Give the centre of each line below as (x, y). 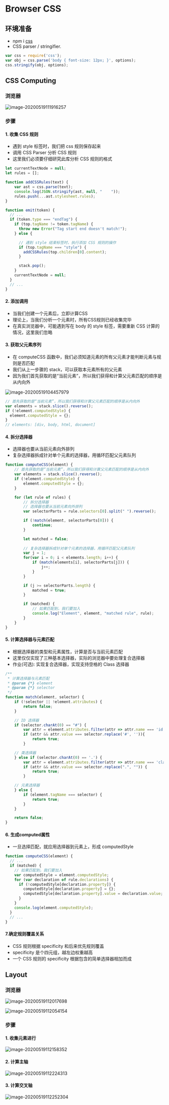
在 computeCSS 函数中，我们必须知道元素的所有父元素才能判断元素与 (84, 357)
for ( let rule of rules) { (43, 497)
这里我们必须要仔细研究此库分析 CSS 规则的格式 (62, 159)
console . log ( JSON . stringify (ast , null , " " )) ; (67, 191)
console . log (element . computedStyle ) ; (54, 907)
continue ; (42, 525)
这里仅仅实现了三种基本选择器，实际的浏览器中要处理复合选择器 (78, 658)
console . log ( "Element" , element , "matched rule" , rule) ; (93, 613)
